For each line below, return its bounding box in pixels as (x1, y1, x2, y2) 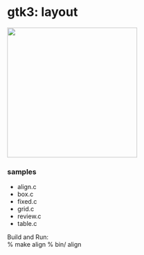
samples (7, 167, 37, 177)
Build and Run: (7, 233, 48, 241)
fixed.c (17, 197, 37, 206)
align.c (17, 183, 37, 191)
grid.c (17, 205, 35, 213)
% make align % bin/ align (7, 240, 82, 249)
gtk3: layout (7, 4, 78, 20)
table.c (17, 220, 37, 228)
